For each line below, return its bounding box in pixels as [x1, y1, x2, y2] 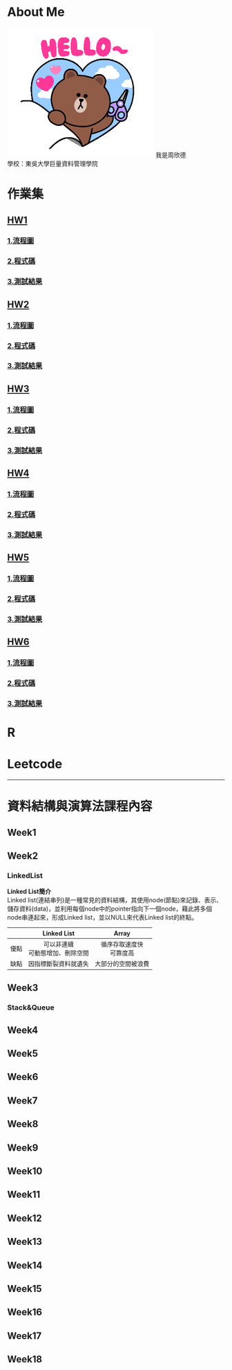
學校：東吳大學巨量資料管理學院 [7, 159, 98, 167]
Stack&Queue [7, 1003, 55, 1012]
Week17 [7, 1330, 42, 1342]
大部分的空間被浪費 [95, 960, 150, 968]
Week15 [7, 1283, 43, 1295]
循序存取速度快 [101, 940, 144, 949]
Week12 [7, 1212, 43, 1224]
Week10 [7, 1165, 43, 1177]
